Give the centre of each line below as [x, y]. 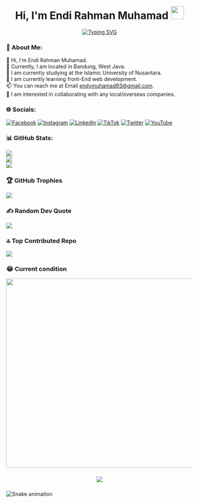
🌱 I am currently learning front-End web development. [72, 79]
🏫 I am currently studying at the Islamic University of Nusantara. [84, 73]
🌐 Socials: [21, 109]
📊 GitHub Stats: [30, 138]
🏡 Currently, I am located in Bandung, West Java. [66, 67]
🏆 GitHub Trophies [34, 180]
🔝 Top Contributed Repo [41, 241]
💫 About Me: [24, 47]
